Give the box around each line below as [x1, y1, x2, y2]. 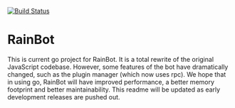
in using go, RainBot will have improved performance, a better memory [7, 77, 215, 86]
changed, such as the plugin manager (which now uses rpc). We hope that [7, 70, 226, 78]
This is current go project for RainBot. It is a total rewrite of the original [7, 55, 214, 63]
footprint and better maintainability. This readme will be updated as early [7, 85, 221, 94]
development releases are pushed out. [7, 92, 120, 101]
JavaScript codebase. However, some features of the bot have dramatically [7, 63, 229, 71]
